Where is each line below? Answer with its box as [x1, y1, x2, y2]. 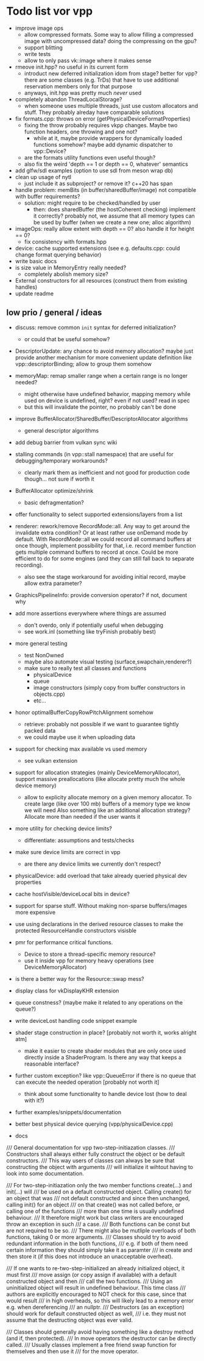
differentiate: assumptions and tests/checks [24, 836, 135, 844]
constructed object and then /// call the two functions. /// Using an [6, 1278, 173, 1285]
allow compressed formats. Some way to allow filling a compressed [24, 30, 194, 38]
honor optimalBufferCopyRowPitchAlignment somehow [15, 709, 153, 716]
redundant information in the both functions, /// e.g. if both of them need [6, 1240, 188, 1247]
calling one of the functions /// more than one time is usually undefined [6, 1207, 185, 1215]
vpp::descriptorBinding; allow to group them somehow [15, 360, 152, 367]
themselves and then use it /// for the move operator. [6, 1348, 139, 1355]
